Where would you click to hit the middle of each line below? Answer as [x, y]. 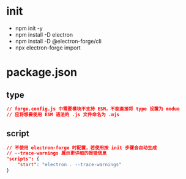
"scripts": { [23, 159]
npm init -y [29, 28]
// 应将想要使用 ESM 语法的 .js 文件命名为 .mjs [63, 114]
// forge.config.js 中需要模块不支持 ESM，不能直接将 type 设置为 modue [93, 109]
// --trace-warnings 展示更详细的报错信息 [57, 153]
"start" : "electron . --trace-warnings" [69, 165]
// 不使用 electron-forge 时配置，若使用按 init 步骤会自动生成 [82, 148]
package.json [42, 72]
